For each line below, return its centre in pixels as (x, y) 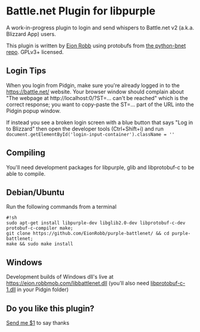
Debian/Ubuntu (35, 192)
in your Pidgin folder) (43, 289)
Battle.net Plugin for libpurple (81, 11)
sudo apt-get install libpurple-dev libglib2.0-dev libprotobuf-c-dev (96, 223)
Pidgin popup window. (33, 111)
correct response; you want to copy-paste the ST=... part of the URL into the (100, 104)
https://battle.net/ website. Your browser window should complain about (95, 92)
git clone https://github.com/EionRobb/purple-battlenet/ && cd (88, 234)
